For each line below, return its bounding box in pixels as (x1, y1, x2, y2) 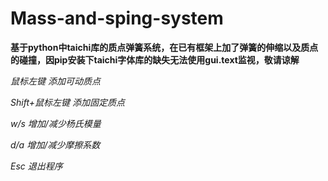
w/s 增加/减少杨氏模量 (10, 117, 102, 129)
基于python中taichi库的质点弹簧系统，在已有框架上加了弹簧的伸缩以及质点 (10, 41, 319, 53)
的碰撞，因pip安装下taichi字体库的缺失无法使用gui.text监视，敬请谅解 (10, 53, 300, 66)
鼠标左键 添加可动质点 (10, 75, 101, 87)
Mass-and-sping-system (10, 7, 224, 30)
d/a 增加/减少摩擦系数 (10, 138, 101, 151)
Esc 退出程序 (10, 160, 63, 172)
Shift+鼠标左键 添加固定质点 (10, 96, 125, 108)
